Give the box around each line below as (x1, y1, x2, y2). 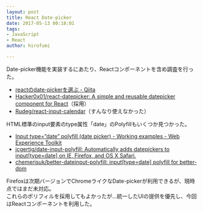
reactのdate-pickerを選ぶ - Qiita (15, 86, 96, 93)
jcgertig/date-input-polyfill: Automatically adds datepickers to (15, 145, 170, 152)
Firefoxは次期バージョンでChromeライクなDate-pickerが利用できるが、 (6, 177, 185, 184)
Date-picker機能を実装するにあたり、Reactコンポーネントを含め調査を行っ (6, 65, 194, 73)
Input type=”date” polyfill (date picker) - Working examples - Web (15, 132, 181, 140)
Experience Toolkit (15, 139, 62, 146)
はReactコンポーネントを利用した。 (6, 200, 95, 207)
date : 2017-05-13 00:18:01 (6, 20, 75, 26)
